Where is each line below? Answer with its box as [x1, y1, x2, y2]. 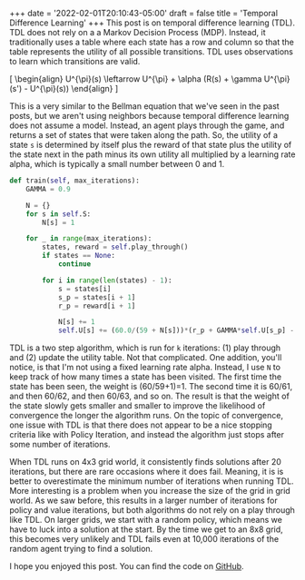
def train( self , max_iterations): [9, 176, 141, 185]
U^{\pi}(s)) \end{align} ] [30, 84, 119, 93]
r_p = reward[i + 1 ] [57, 301, 136, 310]
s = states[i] [57, 284, 112, 293]
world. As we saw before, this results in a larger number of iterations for [9, 495, 279, 506]
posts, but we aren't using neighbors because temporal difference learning [9, 111, 290, 121]
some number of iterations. [9, 439, 111, 450]
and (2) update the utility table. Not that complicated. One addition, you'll [9, 352, 282, 363]
